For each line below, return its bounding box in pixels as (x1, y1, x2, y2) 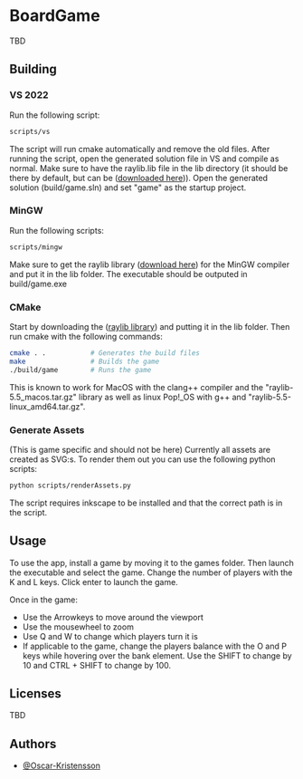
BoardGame (9, 5, 101, 26)
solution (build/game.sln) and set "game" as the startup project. (9, 182, 247, 193)
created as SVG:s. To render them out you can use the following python (9, 454, 276, 465)
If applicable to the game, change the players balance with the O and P (22, 640, 288, 651)
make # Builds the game (9, 357, 160, 366)
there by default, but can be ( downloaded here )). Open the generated (9, 172, 269, 183)
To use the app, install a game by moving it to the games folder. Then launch (9, 557, 294, 568)
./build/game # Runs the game (9, 365, 152, 374)
